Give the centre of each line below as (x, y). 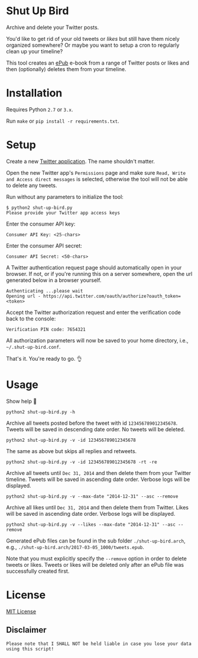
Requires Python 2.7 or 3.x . (40, 109)
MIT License (21, 611)
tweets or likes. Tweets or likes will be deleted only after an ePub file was (95, 564)
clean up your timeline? (35, 51)
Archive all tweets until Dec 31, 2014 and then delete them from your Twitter (99, 473)
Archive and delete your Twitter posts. (53, 27)
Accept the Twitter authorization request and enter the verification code (94, 312)
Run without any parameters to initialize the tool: (65, 197)
